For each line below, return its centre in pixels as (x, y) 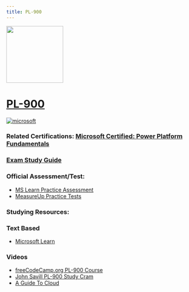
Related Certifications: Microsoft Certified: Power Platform (94, 136)
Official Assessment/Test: (46, 176)
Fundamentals (28, 144)
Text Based (23, 228)
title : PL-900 (24, 12)
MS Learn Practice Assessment (54, 190)
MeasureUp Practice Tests (48, 196)
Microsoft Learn (35, 241)
